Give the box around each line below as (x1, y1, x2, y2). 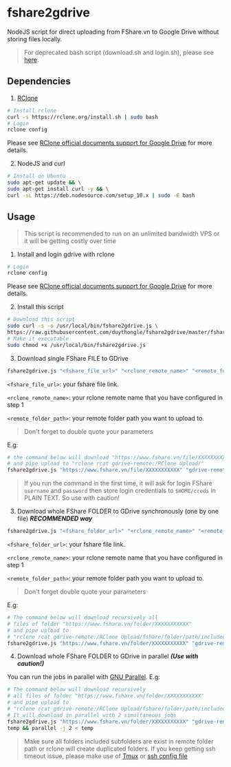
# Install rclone (7, 107, 57, 114)
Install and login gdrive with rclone (16, 250, 115, 258)
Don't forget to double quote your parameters (23, 427, 153, 435)
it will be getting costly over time (23, 236, 117, 245)
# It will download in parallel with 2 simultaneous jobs (7, 711, 177, 719)
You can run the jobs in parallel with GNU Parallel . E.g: (7, 673, 160, 681)
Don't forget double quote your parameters (23, 587, 146, 596)
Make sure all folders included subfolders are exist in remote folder (23, 737, 214, 745)
